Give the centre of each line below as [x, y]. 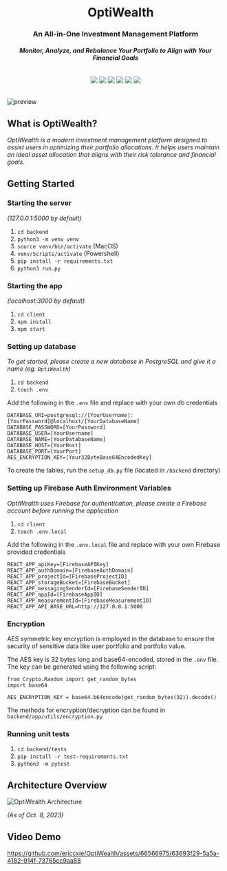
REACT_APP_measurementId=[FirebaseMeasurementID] [80, 601]
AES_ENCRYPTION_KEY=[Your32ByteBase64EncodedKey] [80, 458]
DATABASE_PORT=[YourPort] [44, 452]
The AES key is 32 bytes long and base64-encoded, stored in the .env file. [113, 659]
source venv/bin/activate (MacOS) [67, 246]
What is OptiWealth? [52, 123]
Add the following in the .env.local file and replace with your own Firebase [114, 544]
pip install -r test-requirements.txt [73, 757]
